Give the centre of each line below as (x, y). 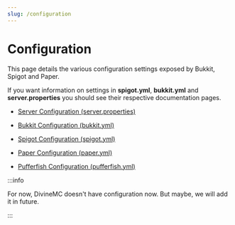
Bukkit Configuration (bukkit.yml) (66, 125)
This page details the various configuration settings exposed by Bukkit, (111, 69)
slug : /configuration (39, 14)
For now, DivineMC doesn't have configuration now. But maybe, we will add (118, 194)
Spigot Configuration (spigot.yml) (66, 138)
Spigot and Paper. (34, 76)
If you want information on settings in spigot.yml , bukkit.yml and (103, 90)
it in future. (23, 201)
